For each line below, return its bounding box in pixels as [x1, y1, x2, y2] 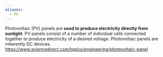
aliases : [5, 7, 23, 12]
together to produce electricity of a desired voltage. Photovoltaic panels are [5, 35, 159, 42]
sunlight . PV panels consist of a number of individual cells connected [5, 30, 146, 36]
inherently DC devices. [5, 41, 51, 47]
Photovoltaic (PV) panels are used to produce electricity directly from [5, 25, 148, 31]
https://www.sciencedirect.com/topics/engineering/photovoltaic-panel [5, 46, 148, 52]
